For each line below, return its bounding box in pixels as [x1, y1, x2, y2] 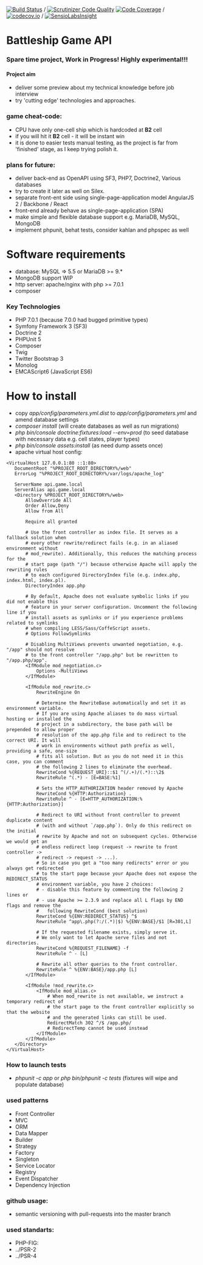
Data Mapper [15, 1129, 49, 1136]
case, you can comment [6, 759, 64, 765]
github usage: [6, 1196, 49, 1205]
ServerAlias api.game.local [14, 487, 86, 493]
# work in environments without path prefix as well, [36, 743, 175, 749]
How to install [6, 389, 77, 403]
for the [6, 556, 26, 562]
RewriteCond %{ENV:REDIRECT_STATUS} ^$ [36, 913, 137, 920]
